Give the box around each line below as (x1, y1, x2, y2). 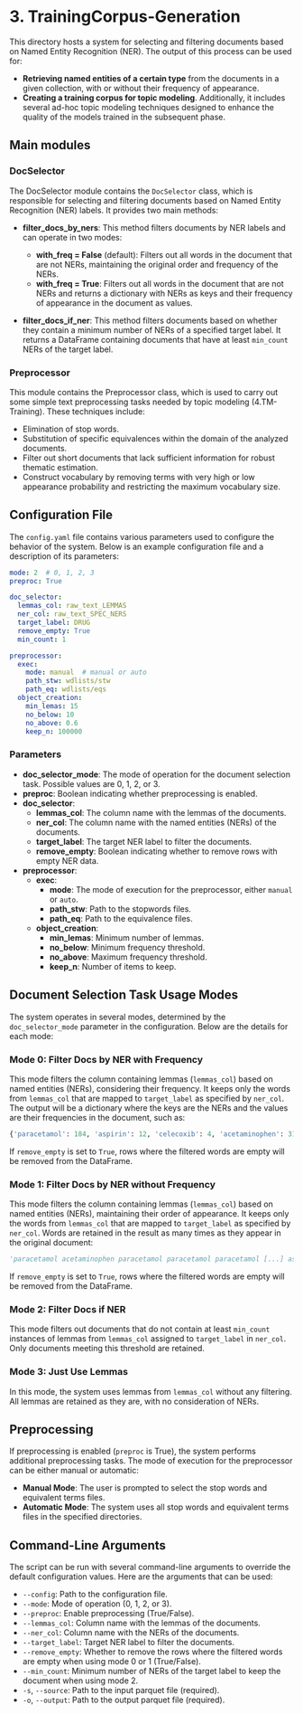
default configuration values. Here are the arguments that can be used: (9, 1571, 273, 1582)
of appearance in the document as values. (35, 297, 193, 308)
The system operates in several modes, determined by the (9, 1011, 226, 1022)
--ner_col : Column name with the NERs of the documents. (22, 1627, 240, 1638)
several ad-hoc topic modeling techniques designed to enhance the (22, 101, 275, 112)
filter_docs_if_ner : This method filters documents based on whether (22, 315, 278, 326)
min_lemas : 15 (25, 701, 78, 711)
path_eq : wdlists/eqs (25, 685, 106, 694)
